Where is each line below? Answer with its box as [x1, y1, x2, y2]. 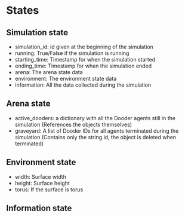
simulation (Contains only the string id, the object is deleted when [14, 133, 177, 140]
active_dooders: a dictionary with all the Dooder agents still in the [14, 114, 176, 121]
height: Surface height [14, 179, 70, 187]
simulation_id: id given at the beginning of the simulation [14, 43, 154, 50]
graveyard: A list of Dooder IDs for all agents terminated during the [14, 127, 179, 135]
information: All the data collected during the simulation [14, 81, 152, 88]
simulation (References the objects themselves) [14, 121, 132, 128]
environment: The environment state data [14, 75, 117, 82]
